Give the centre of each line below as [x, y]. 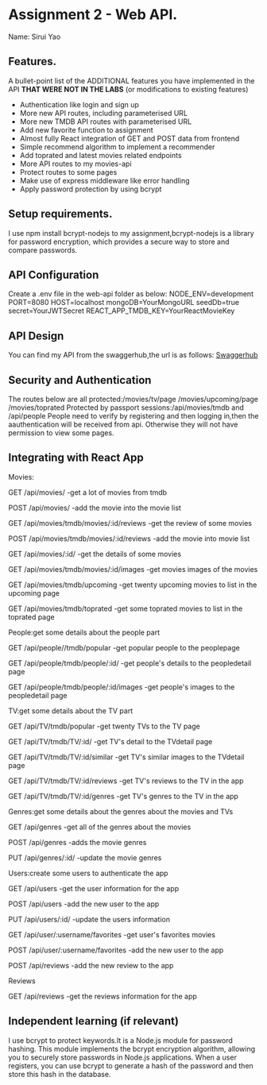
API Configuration [54, 274]
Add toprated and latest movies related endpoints [101, 155]
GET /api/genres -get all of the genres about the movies [100, 827]
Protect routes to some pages [68, 172]
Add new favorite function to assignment [86, 129]
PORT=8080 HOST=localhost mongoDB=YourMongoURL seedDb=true [124, 303]
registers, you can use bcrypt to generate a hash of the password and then [131, 1065]
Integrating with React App [76, 458]
